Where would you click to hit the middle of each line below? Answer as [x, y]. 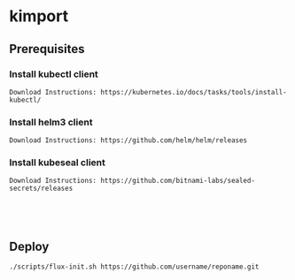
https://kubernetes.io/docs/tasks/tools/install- [194, 92]
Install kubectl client [54, 74]
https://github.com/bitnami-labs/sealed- [178, 181]
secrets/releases [41, 189]
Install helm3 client [51, 122]
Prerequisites [47, 49]
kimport [39, 16]
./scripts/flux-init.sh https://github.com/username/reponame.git [134, 267]
